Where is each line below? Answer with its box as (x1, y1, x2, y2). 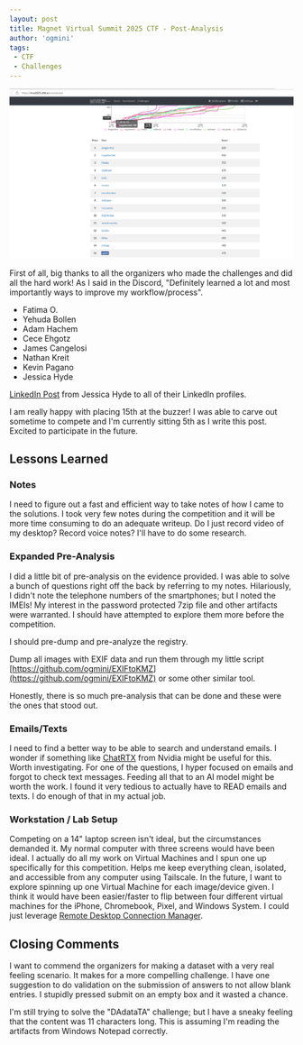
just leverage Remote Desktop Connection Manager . (9, 911, 204, 921)
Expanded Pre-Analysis (9, 550, 115, 563)
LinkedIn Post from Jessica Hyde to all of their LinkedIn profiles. (9, 389, 247, 399)
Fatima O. (22, 304, 59, 315)
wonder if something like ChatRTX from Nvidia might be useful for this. (9, 752, 272, 763)
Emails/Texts (9, 722, 68, 735)
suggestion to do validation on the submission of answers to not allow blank (9, 979, 291, 991)
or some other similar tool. (158, 673, 256, 683)
